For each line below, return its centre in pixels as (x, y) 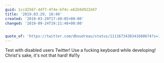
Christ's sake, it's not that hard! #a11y (42, 55)
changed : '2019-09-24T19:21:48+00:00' (44, 23)
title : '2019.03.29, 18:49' (34, 14)
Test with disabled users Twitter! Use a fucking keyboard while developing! (81, 50)
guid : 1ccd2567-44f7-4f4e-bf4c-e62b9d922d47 (51, 10)
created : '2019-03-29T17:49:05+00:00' (44, 19)
